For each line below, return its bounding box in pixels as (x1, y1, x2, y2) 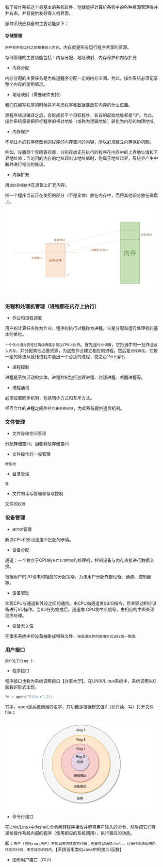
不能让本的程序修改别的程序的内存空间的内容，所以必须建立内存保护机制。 (5, 139, 154, 145)
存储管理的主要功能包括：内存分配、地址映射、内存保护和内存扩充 (5, 55, 137, 61)
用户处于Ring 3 (5, 658, 33, 664)
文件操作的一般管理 (12, 451, 51, 457)
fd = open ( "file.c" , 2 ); (5, 694, 53, 699)
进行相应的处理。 (13, 162, 48, 167)
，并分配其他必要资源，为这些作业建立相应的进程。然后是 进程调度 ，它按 (16, 348, 158, 353)
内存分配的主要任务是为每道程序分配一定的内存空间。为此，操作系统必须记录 (5, 75, 158, 81)
